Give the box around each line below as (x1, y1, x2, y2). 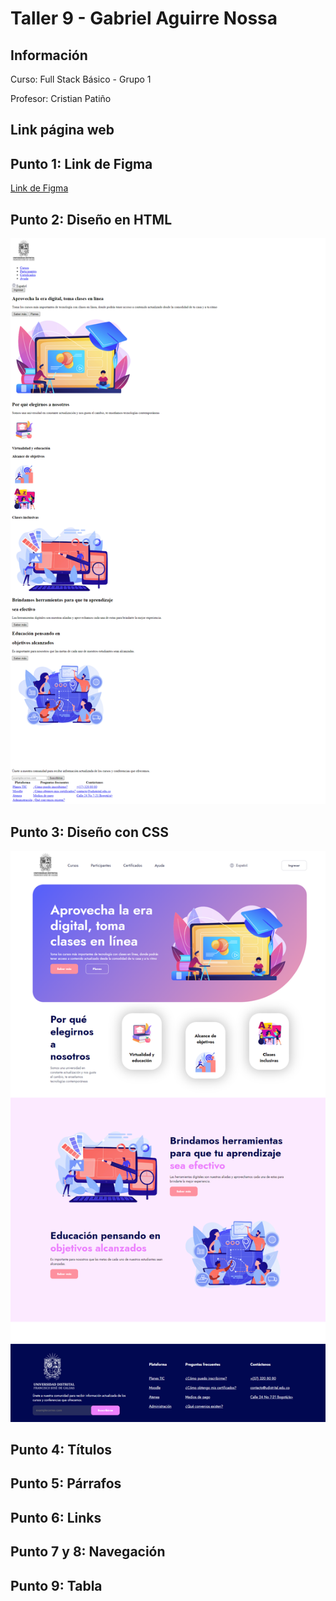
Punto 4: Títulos (10, 1442, 113, 1459)
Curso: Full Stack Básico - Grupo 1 (10, 73, 152, 85)
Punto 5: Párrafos (10, 1475, 122, 1492)
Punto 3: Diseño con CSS (10, 823, 170, 841)
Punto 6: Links (10, 1509, 102, 1526)
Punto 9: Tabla (10, 1577, 103, 1594)
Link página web (10, 122, 115, 139)
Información (10, 47, 88, 64)
